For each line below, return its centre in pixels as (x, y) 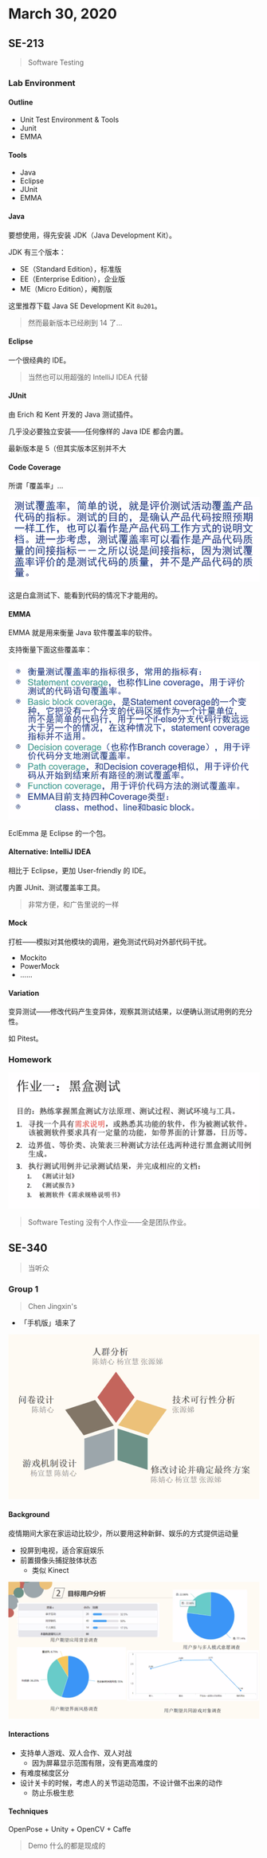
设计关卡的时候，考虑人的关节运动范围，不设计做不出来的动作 (121, 1782)
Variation (24, 993)
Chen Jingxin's (52, 1307)
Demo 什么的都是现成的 (67, 1845)
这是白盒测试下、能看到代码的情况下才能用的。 (85, 595)
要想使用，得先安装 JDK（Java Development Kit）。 (92, 235)
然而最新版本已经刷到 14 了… (75, 323)
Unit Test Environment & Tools (69, 120)
